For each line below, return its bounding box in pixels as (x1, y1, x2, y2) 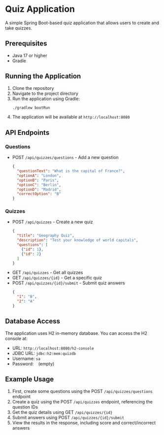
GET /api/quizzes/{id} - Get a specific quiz (12, 275, 102, 281)
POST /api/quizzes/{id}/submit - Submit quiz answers (12, 280, 125, 286)
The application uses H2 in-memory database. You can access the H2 (5, 330, 148, 336)
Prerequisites (5, 40, 47, 48)
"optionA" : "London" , (17, 173, 62, 178)
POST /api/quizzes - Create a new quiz (12, 219, 93, 225)
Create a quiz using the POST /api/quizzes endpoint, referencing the (12, 398, 153, 404)
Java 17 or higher (12, 52, 48, 58)
